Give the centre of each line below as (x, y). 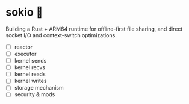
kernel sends (30, 61)
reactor (23, 47)
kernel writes (30, 81)
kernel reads (30, 74)
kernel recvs (30, 67)
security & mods (35, 94)
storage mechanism (39, 88)
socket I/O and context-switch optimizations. (61, 35)
